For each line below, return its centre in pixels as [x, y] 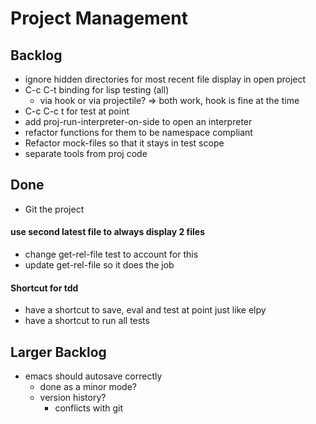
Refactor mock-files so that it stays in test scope [124, 143]
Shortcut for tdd [44, 288]
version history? [73, 398]
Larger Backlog [58, 352]
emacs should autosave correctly [93, 376]
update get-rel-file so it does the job [99, 265]
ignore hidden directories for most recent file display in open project [165, 79]
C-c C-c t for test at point [77, 111]
